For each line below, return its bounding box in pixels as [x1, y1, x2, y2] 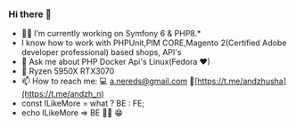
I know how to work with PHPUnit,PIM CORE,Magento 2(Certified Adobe [21, 37, 287, 48]
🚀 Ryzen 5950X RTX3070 [21, 66, 115, 76]
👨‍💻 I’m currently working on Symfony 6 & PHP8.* [21, 28, 201, 39]
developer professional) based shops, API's [21, 47, 182, 58]
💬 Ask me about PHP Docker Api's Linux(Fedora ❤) [21, 57, 211, 67]
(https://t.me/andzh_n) [21, 89, 104, 99]
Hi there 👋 [8, 8, 53, 20]
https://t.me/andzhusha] [197, 75, 287, 87]
